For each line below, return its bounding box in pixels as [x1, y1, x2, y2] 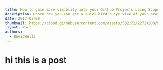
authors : [5, 29, 23, 34]
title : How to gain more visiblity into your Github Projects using [5, 7, 147, 12]
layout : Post [5, 25, 32, 30]
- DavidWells [9, 34, 36, 39]
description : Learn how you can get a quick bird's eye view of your [5, 12, 149, 16]
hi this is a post [5, 55, 67, 66]
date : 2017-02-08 [5, 16, 40, 21]
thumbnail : [5, 20, 27, 26]
